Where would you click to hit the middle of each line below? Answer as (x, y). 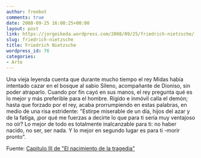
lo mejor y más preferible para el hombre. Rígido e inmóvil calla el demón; (97, 98)
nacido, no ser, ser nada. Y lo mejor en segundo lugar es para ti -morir (93, 130)
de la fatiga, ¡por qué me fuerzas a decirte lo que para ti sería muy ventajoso (101, 117)
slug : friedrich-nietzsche (40, 40)
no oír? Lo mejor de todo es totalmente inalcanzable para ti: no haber (91, 124)
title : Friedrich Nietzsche (41, 46)
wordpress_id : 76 (28, 51)
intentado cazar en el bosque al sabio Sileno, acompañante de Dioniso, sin (98, 85)
